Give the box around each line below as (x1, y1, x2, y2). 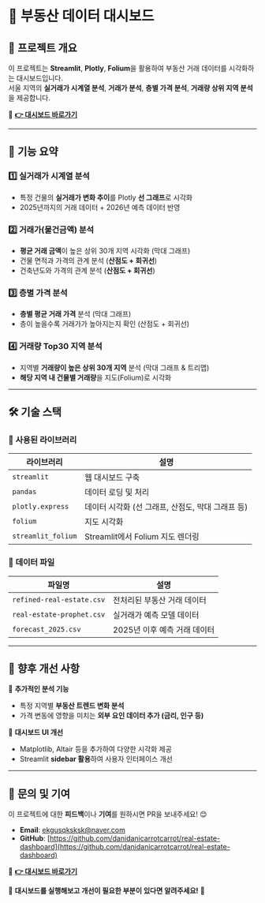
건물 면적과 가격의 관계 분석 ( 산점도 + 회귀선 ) (19, 256, 158, 265)
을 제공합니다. (8, 93, 51, 103)
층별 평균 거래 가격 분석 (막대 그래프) (19, 309, 132, 319)
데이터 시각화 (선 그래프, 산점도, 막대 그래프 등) (84, 502, 248, 513)
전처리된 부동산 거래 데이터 (113, 594, 207, 605)
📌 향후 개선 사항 (8, 661, 80, 675)
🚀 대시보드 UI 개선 (8, 728, 64, 737)
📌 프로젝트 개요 (8, 41, 77, 54)
